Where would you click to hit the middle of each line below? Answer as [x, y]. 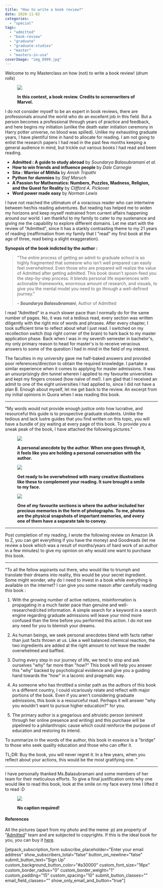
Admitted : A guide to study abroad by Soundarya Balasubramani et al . [84, 162]
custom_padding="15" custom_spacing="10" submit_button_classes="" [76, 875]
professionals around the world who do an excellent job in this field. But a [78, 117]
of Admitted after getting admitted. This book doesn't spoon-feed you [87, 273]
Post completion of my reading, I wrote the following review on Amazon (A [79, 535]
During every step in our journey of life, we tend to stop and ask [76, 660]
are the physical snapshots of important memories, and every [81, 516]
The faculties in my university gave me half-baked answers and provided [78, 359]
